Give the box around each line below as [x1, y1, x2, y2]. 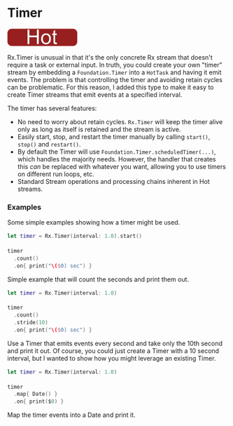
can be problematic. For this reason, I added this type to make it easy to [7, 83, 215, 91]
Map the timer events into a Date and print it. [7, 411, 136, 419]
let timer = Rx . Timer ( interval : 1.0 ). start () [7, 233, 142, 240]
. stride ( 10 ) [13, 319, 49, 326]
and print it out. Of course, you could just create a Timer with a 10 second [7, 346, 219, 355]
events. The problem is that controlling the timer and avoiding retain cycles [7, 75, 223, 84]
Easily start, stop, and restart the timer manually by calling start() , [17, 132, 211, 141]
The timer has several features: [7, 104, 97, 112]
